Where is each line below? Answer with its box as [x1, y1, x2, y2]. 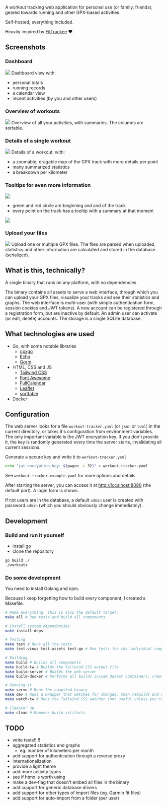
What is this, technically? [5, 266, 85, 275]
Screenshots [5, 43, 46, 52]
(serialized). [5, 252, 30, 258]
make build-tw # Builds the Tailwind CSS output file [5, 664, 119, 669]
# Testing [5, 637, 26, 642]
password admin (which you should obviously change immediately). [5, 503, 143, 509]
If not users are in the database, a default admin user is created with [5, 497, 144, 503]
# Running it [5, 683, 32, 688]
